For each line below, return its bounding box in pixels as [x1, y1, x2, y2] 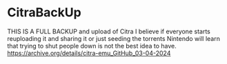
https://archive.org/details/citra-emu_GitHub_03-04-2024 [7, 49, 171, 57]
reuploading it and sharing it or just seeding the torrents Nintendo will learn [7, 34, 221, 42]
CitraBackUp [7, 5, 81, 20]
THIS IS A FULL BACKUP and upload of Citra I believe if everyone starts [7, 27, 210, 35]
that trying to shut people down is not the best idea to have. [7, 42, 177, 50]
